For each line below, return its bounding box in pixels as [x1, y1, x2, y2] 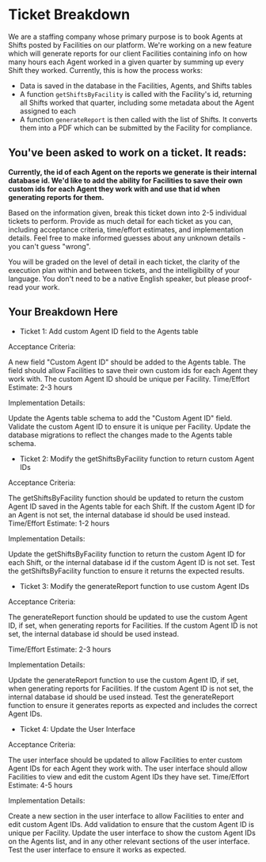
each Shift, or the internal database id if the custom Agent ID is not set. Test [8, 557, 256, 567]
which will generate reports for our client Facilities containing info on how [8, 48, 248, 58]
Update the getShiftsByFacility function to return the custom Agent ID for [8, 549, 246, 559]
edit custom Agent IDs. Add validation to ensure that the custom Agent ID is [8, 819, 255, 829]
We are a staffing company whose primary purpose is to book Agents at [8, 32, 243, 41]
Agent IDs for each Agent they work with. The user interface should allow [8, 764, 248, 773]
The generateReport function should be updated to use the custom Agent [8, 612, 248, 621]
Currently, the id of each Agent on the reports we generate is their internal [8, 167, 257, 176]
